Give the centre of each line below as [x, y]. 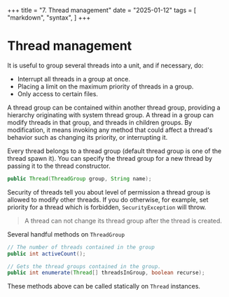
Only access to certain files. [57, 93]
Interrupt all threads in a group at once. [74, 79]
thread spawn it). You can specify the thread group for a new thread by [110, 158]
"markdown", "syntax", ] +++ [49, 18]
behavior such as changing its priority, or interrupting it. [88, 137]
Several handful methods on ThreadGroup [66, 234]
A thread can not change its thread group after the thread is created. [123, 220]
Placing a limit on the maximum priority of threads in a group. [105, 86]
